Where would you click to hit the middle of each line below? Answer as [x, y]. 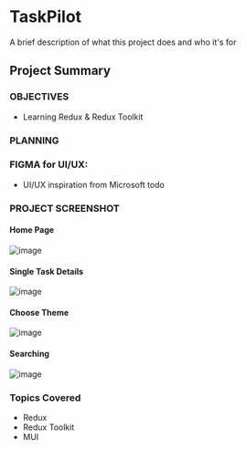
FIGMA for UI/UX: [49, 164]
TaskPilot [46, 17]
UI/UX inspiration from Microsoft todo [93, 184]
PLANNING [34, 141]
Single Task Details [47, 271]
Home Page [32, 230]
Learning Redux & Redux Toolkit [83, 117]
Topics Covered [45, 397]
